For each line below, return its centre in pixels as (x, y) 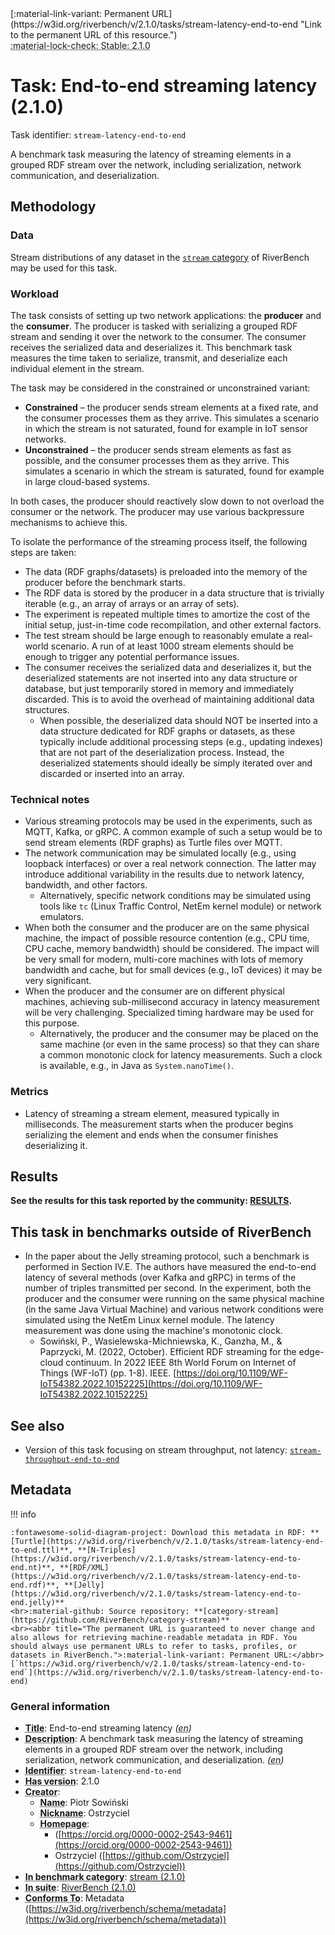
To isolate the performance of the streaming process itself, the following (159, 541)
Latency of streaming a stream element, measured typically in (152, 1113)
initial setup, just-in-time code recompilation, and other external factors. (173, 624)
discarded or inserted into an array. (112, 773)
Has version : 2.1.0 (62, 1781)
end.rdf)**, (35, 1585)
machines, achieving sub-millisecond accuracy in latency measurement (172, 1002)
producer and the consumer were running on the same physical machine (174, 1299)
